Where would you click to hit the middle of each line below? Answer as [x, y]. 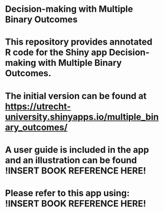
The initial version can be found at [76, 96]
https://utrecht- [38, 106]
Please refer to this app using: [68, 193]
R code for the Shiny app [56, 52]
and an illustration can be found [71, 160]
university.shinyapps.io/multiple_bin [82, 117]
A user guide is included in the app [77, 150]
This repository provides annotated [79, 42]
